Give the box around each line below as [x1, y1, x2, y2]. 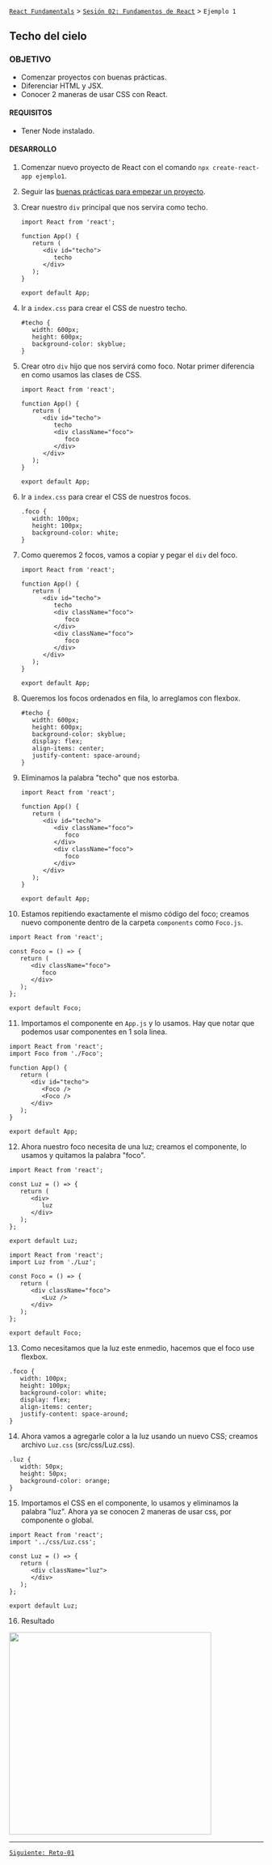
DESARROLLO [9, 144, 57, 154]
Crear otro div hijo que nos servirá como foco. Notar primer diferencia [20, 361, 255, 371]
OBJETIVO [9, 53, 52, 65]
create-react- [212, 164, 261, 172]
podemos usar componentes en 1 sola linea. [20, 1027, 168, 1037]
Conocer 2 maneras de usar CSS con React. [20, 89, 168, 99]
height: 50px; [19, 1470, 68, 1478]
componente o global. [20, 1515, 94, 1525]
